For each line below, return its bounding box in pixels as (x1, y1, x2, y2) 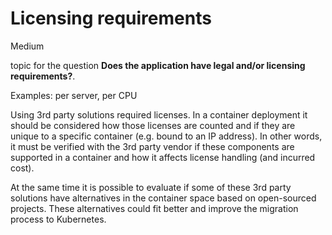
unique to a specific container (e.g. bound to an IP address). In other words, (10, 130, 323, 142)
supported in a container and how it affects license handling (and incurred (10, 151, 316, 163)
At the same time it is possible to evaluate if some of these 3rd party (10, 181, 292, 193)
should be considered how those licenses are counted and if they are (10, 119, 296, 131)
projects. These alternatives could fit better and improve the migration (10, 202, 299, 214)
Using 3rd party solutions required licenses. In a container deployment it (10, 108, 308, 121)
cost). (10, 162, 35, 174)
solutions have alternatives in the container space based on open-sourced (10, 192, 317, 204)
